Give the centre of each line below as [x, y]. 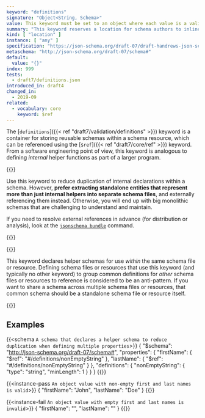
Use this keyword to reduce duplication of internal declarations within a [96, 182]
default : [17, 57]
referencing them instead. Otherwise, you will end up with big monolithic [97, 201]
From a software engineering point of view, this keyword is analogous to [97, 151]
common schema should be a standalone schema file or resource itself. [96, 293]
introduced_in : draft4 [35, 86]
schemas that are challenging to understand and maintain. [79, 207]
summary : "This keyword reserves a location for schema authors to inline [103, 29]
